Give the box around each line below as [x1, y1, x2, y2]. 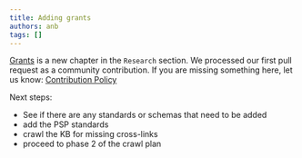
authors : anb [9, 22, 59, 31]
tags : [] [9, 30, 43, 39]
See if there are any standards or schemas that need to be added [22, 110, 267, 121]
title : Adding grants [9, 13, 92, 23]
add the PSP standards [22, 119, 109, 130]
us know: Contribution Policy [9, 74, 117, 85]
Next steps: [9, 92, 53, 103]
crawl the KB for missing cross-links [22, 129, 158, 140]
